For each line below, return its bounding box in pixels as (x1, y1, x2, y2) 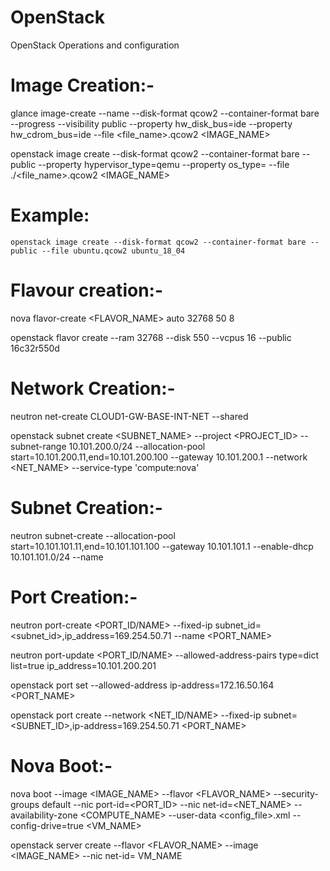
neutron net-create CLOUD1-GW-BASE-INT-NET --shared (10, 410, 249, 422)
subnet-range (10, 440, 67, 452)
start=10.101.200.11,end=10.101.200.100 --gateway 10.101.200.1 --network (10, 451, 308, 463)
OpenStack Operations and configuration (10, 39, 180, 51)
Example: (10, 204, 90, 227)
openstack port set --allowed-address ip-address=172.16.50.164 (10, 679, 275, 691)
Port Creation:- (10, 586, 138, 608)
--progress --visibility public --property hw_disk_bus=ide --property (10, 117, 293, 130)
